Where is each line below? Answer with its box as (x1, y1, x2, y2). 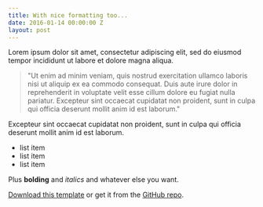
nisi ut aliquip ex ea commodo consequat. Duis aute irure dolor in (27, 79, 238, 89)
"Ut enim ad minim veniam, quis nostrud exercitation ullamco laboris (27, 71, 248, 81)
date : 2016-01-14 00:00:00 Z (8, 19, 104, 27)
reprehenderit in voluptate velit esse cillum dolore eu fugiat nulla (27, 88, 236, 97)
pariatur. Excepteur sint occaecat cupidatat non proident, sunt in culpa (27, 96, 256, 106)
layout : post (8, 26, 51, 34)
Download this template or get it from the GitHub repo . (8, 190, 184, 200)
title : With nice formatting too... (8, 11, 128, 20)
